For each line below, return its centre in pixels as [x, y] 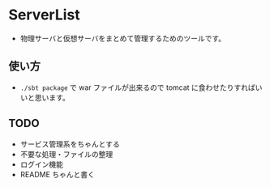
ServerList [45, 15]
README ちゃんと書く [57, 174]
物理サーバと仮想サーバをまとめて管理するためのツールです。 [123, 38]
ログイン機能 [41, 164]
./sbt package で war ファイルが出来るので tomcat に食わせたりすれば [137, 87]
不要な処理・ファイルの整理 [66, 154]
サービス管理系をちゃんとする [70, 144]
